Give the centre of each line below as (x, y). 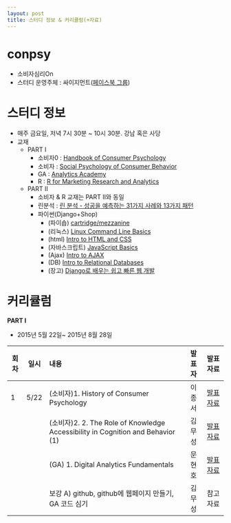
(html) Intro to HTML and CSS (90, 239)
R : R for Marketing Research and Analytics (98, 182)
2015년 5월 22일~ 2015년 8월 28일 (65, 335)
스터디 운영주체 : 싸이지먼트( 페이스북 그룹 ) (74, 83)
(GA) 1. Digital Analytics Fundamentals (111, 464)
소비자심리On (35, 74)
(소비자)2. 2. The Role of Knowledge (107, 423)
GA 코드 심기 (68, 504)
